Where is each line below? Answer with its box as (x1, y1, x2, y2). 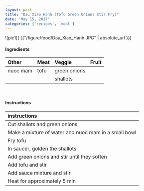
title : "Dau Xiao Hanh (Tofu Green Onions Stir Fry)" (5, 12, 120, 17)
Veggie (54, 59, 72, 66)
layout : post (5, 7, 32, 12)
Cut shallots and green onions (7, 121, 78, 128)
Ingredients (5, 46, 30, 52)
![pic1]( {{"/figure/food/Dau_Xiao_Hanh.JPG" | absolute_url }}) (5, 35, 132, 41)
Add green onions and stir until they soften (7, 153, 107, 160)
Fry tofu (7, 137, 26, 144)
